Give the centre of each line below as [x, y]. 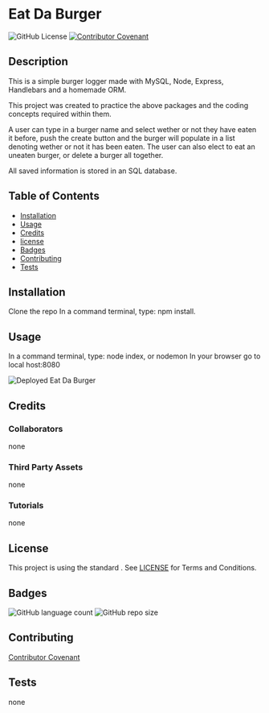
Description [38, 62]
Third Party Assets [46, 466]
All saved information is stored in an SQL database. [93, 171]
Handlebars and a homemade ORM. [67, 89]
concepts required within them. [60, 114]
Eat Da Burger [55, 14]
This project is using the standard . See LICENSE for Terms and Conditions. [132, 568]
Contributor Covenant [44, 657]
